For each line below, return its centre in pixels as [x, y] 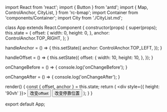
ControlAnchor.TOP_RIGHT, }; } [37, 38]
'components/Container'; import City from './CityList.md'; [64, 18]
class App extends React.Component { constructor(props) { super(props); [81, 27]
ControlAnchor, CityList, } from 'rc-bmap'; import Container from [72, 12]
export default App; [25, 104]
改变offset [39, 93]
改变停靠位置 [67, 93]
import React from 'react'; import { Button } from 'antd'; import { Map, [77, 7]
